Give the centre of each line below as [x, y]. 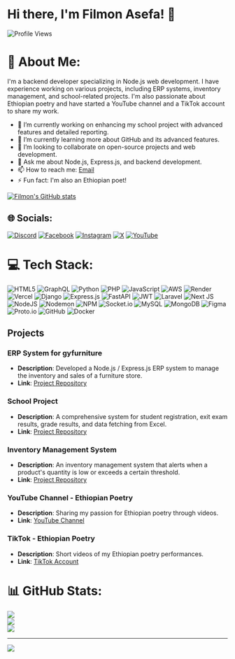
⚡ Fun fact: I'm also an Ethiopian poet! [72, 180]
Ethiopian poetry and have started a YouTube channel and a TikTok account [116, 104]
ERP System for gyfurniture [55, 353]
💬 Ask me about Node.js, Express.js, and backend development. [109, 162]
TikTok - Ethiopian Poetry [51, 539]
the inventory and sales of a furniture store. [80, 376]
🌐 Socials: [30, 219]
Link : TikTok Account [48, 561]
